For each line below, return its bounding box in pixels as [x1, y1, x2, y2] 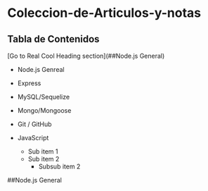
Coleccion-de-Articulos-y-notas [7, 5, 202, 21]
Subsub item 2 [38, 162, 81, 171]
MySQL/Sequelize [17, 93, 70, 101]
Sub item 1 [27, 147, 58, 156]
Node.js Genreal [17, 66, 65, 73]
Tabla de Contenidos [7, 33, 100, 45]
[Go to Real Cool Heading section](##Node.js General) [7, 51, 165, 60]
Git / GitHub [17, 120, 52, 128]
